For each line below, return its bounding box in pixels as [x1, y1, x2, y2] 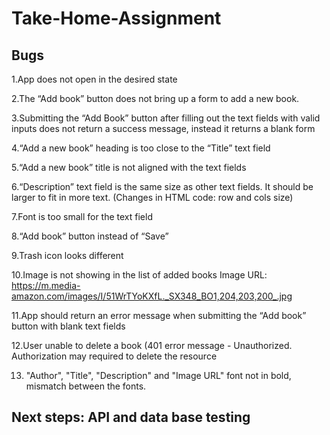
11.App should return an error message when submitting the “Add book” [11, 310, 307, 321]
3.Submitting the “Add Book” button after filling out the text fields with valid [11, 112, 321, 124]
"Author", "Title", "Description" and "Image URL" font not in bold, [25, 370, 292, 381]
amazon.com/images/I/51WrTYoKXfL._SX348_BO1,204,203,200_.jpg [11, 290, 293, 302]
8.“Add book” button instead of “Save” [11, 230, 169, 242]
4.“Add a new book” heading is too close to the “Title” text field [11, 142, 271, 154]
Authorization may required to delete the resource [11, 350, 218, 362]
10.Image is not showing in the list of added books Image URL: [11, 269, 268, 281]
